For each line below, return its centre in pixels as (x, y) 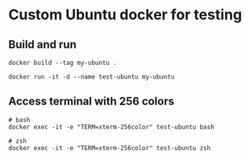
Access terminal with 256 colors (92, 102)
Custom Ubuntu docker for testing (125, 15)
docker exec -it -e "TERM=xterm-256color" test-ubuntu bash (112, 127)
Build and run (42, 45)
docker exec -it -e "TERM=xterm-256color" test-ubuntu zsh (110, 148)
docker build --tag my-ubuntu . (62, 63)
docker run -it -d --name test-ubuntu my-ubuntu (92, 77)
